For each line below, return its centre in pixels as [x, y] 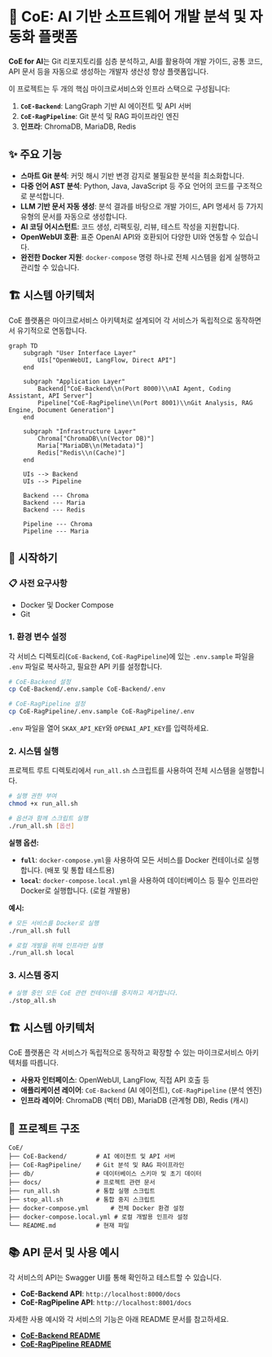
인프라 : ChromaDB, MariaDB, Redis [78, 126]
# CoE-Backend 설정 [40, 682]
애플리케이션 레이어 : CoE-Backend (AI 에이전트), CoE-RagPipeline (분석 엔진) [141, 1090]
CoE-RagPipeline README [66, 1344]
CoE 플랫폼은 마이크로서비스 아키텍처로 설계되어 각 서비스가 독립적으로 [121, 320]
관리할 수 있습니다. [50, 267]
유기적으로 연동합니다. [52, 330]
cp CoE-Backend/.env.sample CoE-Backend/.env [87, 689]
